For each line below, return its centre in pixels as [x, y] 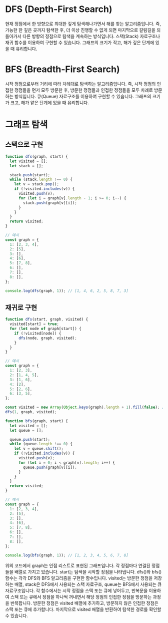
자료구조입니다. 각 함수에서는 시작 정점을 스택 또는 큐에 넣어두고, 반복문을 [76, 590]
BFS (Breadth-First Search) [62, 69]
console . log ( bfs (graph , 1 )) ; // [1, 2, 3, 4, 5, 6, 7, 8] [67, 555]
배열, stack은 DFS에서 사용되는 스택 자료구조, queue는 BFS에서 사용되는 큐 [88, 584]
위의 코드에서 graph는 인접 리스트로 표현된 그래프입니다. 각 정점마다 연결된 [78, 565]
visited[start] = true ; [34, 324]
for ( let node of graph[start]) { [45, 329]
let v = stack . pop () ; [36, 184]
